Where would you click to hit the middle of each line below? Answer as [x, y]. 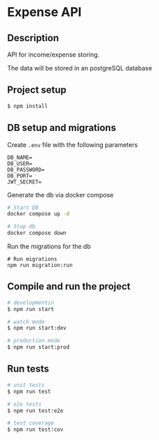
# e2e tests [24, 404]
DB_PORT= [20, 176]
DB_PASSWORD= [26, 169]
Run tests [28, 369]
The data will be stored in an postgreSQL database [80, 68]
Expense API [44, 12]
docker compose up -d [39, 214]
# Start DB [23, 207]
